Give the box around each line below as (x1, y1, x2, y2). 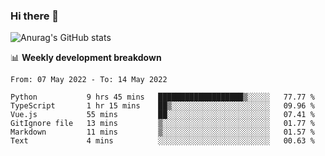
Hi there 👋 (10, 9, 60, 23)
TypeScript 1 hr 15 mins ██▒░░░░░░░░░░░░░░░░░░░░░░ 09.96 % (10, 101, 315, 111)
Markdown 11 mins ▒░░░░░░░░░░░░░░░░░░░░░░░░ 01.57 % (10, 127, 315, 138)
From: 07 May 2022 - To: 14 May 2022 (10, 75, 168, 85)
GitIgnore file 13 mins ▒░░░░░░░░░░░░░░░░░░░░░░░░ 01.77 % (10, 119, 315, 129)
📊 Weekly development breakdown (10, 52, 162, 64)
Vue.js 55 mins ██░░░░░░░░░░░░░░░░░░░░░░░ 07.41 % (10, 110, 315, 120)
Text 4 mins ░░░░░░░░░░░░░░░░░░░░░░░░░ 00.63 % (10, 136, 315, 146)
